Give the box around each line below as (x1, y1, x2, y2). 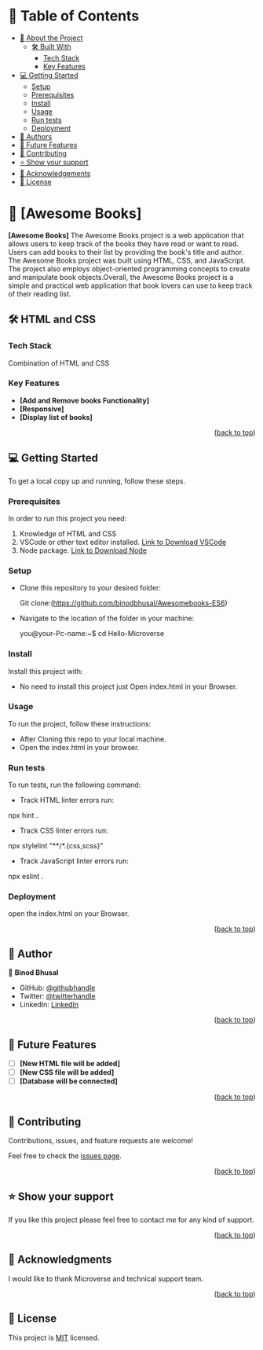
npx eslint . (8, 872, 44, 881)
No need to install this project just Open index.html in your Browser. (19, 682, 238, 691)
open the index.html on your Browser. (8, 909, 130, 918)
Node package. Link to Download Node (19, 546, 148, 555)
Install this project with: (8, 666, 84, 675)
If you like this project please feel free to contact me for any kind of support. (8, 1215, 255, 1224)
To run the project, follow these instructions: (8, 719, 152, 728)
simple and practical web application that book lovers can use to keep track (8, 281, 253, 290)
